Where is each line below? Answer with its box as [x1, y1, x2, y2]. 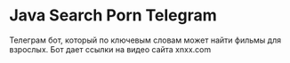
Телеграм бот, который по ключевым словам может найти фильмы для [9, 35, 282, 45]
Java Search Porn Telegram [9, 5, 218, 26]
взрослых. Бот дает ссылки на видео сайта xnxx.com [9, 43, 212, 54]
